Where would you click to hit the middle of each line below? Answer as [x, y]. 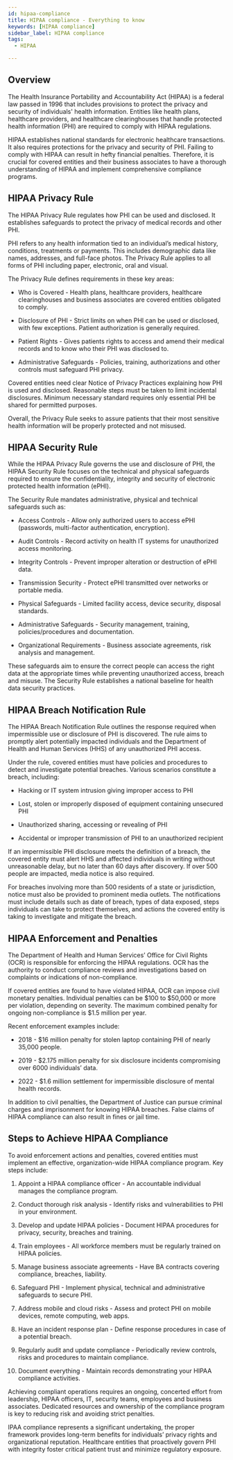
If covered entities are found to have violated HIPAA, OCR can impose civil [114, 991]
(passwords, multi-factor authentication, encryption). [94, 528]
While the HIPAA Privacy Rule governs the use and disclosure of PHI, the [112, 464]
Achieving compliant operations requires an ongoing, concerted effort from [115, 1391]
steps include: [28, 1170]
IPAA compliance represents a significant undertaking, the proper [101, 1427]
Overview [29, 80]
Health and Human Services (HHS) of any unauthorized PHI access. [105, 749]
